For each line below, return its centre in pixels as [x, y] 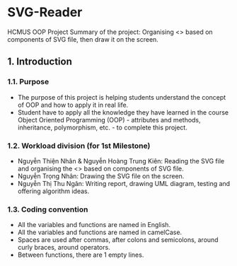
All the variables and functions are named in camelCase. [100, 232]
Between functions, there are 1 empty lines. [81, 255]
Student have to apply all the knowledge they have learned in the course [123, 112]
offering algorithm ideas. [53, 191]
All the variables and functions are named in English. [94, 225]
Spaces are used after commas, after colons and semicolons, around [118, 240]
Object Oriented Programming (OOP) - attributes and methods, [109, 120]
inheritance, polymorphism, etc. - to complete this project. [102, 127]
